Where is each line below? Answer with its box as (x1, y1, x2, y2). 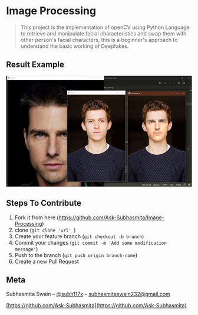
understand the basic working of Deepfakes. (20, 43, 129, 50)
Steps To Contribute (6, 198, 81, 208)
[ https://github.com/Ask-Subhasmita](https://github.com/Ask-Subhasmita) (6, 302, 187, 309)
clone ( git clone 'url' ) (14, 226, 76, 233)
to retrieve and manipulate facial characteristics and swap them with (20, 30, 187, 37)
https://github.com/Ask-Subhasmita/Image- (58, 214, 165, 221)
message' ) (14, 245, 38, 252)
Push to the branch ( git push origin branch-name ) (14, 251, 138, 258)
